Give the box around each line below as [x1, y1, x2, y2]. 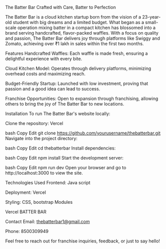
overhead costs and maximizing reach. [5, 71, 86, 77]
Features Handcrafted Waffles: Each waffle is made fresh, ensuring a [5, 50, 148, 56]
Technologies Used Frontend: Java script [5, 180, 91, 185]
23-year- [142, 14, 161, 20]
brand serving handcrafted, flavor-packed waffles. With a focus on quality [5, 30, 158, 36]
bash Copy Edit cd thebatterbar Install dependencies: [5, 145, 116, 151]
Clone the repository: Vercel [5, 120, 64, 126]
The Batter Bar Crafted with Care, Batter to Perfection [5, 5, 116, 10]
